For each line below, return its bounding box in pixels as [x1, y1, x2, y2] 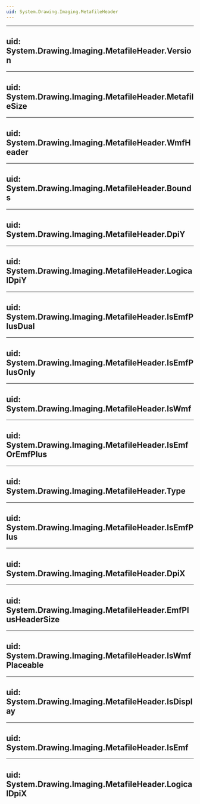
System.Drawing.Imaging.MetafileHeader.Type [6, 486, 186, 496]
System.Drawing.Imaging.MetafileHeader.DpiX [6, 568, 186, 579]
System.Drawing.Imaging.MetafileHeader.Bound [6, 184, 192, 194]
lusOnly [6, 367, 36, 377]
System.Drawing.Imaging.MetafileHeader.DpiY [6, 230, 186, 240]
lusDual [6, 321, 35, 331]
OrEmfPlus [6, 450, 48, 460]
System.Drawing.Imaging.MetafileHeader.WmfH [6, 137, 191, 148]
